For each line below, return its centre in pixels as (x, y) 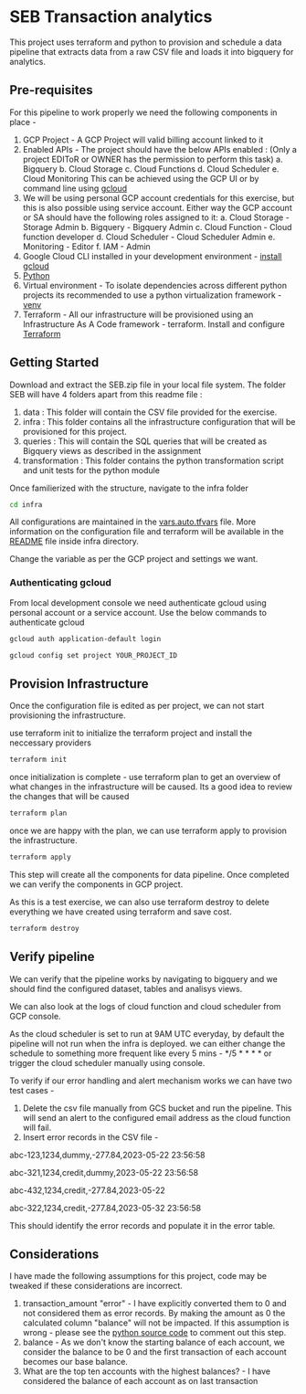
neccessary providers (50, 743)
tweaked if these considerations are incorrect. (96, 1286)
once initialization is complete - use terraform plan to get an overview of (145, 777)
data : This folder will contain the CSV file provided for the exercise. (150, 412)
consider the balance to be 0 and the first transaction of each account (154, 1352)
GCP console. (35, 1016)
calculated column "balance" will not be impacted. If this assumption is (156, 1323)
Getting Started (54, 363)
